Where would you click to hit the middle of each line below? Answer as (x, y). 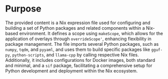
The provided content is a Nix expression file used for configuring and (78, 23)
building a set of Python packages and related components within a (75, 28)
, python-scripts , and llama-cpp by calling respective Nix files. (74, 55)
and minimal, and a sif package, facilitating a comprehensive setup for (79, 65)
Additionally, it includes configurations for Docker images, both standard (80, 60)
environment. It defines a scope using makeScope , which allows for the (91, 33)
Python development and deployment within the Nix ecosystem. (71, 70)
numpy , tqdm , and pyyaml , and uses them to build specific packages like (78, 49)
